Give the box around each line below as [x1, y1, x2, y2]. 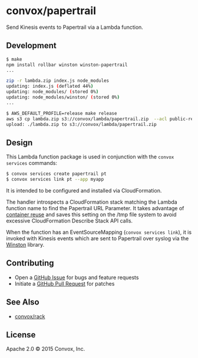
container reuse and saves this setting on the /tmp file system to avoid [6, 211, 177, 218]
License [6, 330, 36, 340]
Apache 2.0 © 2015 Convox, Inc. [6, 346, 85, 353]
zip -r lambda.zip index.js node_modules [6, 78, 110, 84]
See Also [6, 297, 39, 307]
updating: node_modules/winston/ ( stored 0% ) [6, 94, 120, 100]
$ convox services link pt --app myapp [6, 177, 104, 183]
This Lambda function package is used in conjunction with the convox [6, 153, 174, 160]
